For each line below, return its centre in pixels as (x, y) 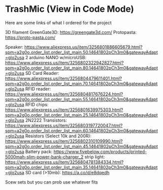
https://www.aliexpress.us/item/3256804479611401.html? (64, 78)
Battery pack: (39, 152)
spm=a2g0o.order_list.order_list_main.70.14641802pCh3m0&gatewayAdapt (81, 83)
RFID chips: (37, 104)
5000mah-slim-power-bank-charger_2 (44, 157)
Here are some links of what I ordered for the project (58, 23)
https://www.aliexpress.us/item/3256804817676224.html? (64, 94)
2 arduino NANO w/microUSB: (56, 57)
